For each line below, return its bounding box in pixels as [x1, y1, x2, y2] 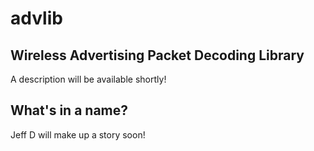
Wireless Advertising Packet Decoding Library [10, 47, 305, 64]
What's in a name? [10, 102, 129, 119]
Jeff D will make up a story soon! [10, 128, 146, 141]
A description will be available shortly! [10, 73, 167, 85]
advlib [10, 7, 63, 30]
